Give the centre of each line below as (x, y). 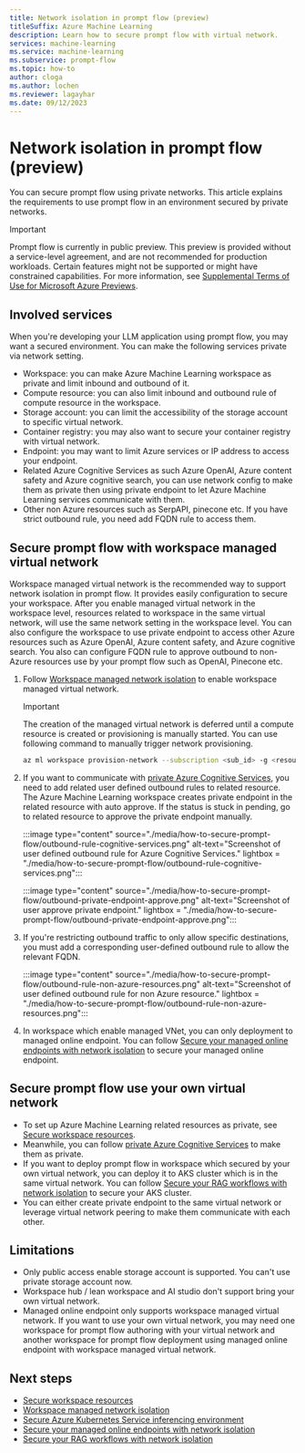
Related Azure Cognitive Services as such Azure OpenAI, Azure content (157, 471)
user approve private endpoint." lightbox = (102, 909)
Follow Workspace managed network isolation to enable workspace (150, 679)
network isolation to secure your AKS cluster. (107, 1192)
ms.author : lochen (44, 86)
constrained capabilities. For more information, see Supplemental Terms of (149, 276)
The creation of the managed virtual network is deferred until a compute (158, 724)
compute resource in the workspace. (91, 403)
